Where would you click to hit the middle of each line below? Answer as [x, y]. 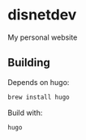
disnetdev [42, 15]
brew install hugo [39, 97]
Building [29, 63]
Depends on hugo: [39, 82]
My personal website [43, 37]
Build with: [25, 112]
